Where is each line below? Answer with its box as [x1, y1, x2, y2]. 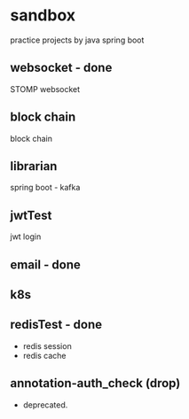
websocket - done [10, 60, 113, 75]
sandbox [10, 5, 76, 26]
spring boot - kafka [10, 182, 81, 193]
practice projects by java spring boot [10, 35, 145, 45]
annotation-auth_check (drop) [10, 376, 181, 391]
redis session [22, 340, 72, 351]
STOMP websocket [10, 83, 81, 94]
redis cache [22, 350, 67, 361]
